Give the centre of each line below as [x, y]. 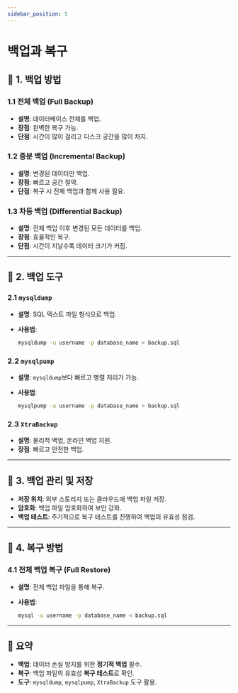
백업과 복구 [38, 51]
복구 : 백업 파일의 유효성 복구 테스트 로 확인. [76, 673]
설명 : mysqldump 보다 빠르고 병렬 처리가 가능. [78, 377]
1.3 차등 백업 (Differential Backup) [65, 211]
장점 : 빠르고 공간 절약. [48, 182]
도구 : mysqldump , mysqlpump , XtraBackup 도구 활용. [87, 682]
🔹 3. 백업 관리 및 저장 [50, 480]
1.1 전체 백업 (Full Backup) [51, 102]
